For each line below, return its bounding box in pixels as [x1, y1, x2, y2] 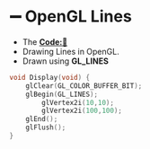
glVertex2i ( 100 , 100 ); [41, 106, 123, 116]
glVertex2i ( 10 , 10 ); [41, 98, 115, 107]
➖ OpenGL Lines [9, 6, 132, 27]
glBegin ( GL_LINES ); [25, 90, 99, 99]
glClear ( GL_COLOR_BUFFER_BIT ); [25, 81, 143, 91]
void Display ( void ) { [9, 73, 91, 82]
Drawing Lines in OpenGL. [22, 46, 119, 57]
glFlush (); [25, 123, 66, 132]
